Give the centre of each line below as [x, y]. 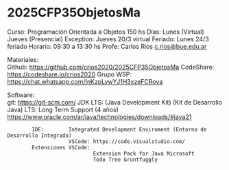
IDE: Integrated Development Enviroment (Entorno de [119, 129]
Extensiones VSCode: [61, 147]
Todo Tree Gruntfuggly [125, 160]
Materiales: [23, 59]
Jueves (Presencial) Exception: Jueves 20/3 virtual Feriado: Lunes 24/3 [108, 39]
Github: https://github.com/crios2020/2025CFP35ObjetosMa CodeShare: [111, 67]
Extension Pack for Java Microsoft [144, 153]
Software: [21, 95]
